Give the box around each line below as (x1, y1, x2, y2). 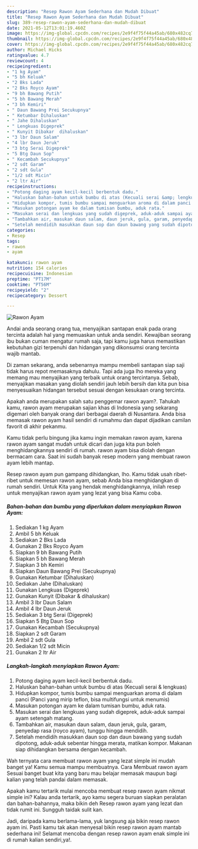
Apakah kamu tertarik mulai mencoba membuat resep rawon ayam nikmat (6, 787, 186, 794)
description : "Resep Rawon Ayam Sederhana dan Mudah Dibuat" (6, 8, 160, 15)
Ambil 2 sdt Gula (15, 636, 56, 644)
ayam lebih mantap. (6, 459, 55, 466)
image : (6, 31, 23, 36)
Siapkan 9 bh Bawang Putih (15, 549, 82, 556)
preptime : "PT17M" (6, 276, 52, 282)
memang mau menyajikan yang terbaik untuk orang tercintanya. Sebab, (6, 374, 180, 381)
